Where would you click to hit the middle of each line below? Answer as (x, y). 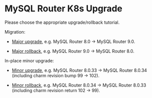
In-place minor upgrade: (29, 60)
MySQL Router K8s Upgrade (64, 9)
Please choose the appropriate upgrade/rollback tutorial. (62, 22)
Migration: (15, 32)
